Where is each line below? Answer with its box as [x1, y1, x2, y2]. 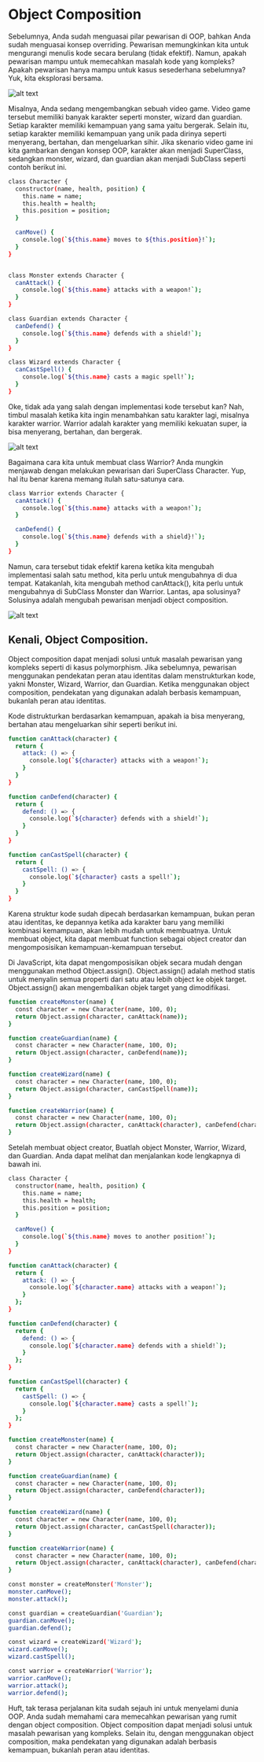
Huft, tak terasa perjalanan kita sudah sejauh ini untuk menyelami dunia [8, 1703, 239, 1712]
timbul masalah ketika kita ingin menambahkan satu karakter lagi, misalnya [8, 410, 250, 419]
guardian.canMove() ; [8, 1616, 76, 1624]
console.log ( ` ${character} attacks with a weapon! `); [28, 757, 210, 765]
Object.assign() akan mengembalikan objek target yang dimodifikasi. [8, 983, 230, 992]
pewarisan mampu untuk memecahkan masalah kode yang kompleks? [8, 57, 236, 66]
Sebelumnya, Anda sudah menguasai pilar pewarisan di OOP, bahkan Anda [8, 31, 251, 41]
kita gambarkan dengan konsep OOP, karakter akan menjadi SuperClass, [8, 146, 244, 155]
